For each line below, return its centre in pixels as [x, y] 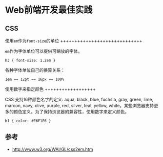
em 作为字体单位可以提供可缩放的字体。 [44, 51]
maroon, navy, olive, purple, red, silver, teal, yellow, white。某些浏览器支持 [80, 105]
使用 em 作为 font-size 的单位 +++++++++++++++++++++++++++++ [74, 41]
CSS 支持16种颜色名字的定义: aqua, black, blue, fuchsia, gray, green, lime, [79, 99]
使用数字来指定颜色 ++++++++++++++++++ [51, 89]
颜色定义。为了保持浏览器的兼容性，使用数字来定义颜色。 [71, 112]
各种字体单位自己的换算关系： [35, 70]
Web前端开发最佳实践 [49, 10]
